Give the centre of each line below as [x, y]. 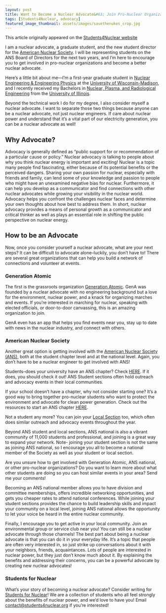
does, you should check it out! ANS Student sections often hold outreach [79, 377]
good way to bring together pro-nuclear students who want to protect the [80, 397]
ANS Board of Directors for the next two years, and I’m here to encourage [80, 58]
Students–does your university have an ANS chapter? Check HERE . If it [77, 372]
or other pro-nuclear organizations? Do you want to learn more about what [81, 468]
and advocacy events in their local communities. [54, 382]
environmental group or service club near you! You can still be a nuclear [78, 529]
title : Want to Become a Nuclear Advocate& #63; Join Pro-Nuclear [74, 14]
